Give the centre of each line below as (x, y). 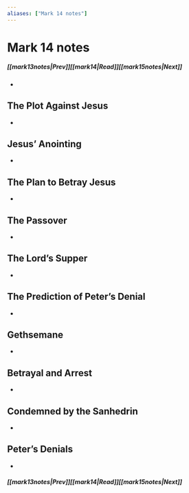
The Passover (37, 220)
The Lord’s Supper (47, 259)
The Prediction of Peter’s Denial (76, 297)
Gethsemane (35, 335)
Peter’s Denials (40, 449)
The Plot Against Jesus (58, 106)
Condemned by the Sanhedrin (73, 411)
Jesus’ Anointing (44, 144)
